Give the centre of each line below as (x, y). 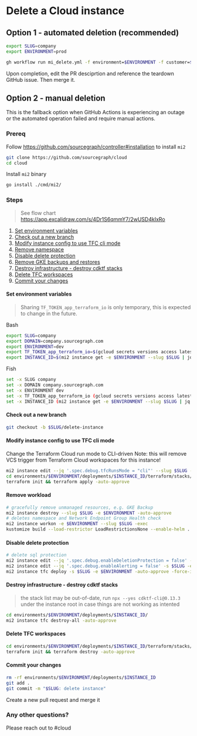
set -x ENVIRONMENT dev (35, 390)
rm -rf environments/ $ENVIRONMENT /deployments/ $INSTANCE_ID (81, 677)
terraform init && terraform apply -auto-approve (68, 482)
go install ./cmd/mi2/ (34, 185)
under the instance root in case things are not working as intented (100, 604)
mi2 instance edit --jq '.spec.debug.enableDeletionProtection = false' (97, 561)
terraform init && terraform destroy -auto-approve (70, 652)
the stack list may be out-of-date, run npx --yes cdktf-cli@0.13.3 (100, 598)
